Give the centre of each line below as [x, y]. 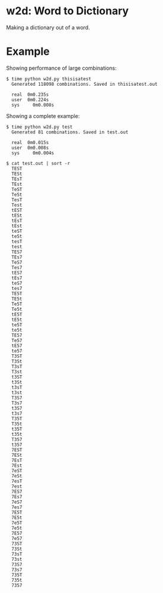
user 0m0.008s [30, 148]
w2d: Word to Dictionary [68, 11]
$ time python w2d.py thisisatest [49, 79]
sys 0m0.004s [33, 153]
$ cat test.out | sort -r [38, 163]
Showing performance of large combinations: [61, 68]
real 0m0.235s [30, 94]
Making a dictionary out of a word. [48, 27]
